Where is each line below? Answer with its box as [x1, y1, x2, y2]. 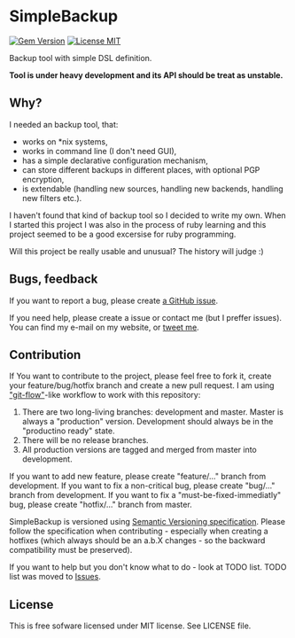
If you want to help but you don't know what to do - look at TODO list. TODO [9, 562, 287, 572]
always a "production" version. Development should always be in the [21, 416, 274, 427]
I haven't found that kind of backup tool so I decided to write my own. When [9, 210, 286, 221]
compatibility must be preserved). [9, 545, 133, 556]
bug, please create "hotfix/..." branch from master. [9, 499, 192, 510]
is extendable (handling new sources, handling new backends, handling [21, 183, 283, 194]
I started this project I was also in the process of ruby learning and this [9, 219, 267, 230]
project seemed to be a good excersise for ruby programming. [9, 229, 237, 239]
